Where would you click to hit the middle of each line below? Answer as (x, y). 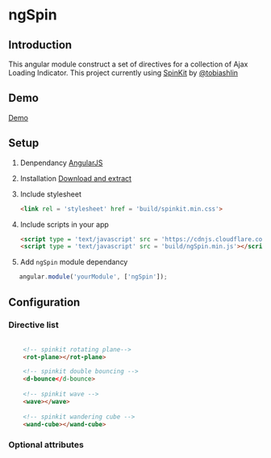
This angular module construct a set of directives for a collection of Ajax (128, 64)
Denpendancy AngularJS (61, 163)
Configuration (44, 302)
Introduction (40, 45)
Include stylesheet (51, 194)
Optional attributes (46, 445)
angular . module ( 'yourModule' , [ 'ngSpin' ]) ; (93, 277)
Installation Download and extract (75, 178)
